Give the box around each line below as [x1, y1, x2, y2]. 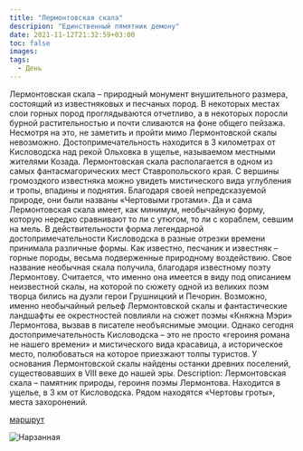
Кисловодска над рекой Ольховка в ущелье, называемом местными [9, 146, 276, 157]
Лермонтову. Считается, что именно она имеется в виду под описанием [9, 271, 291, 282]
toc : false [9, 38, 51, 48]
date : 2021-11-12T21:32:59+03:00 [9, 30, 136, 39]
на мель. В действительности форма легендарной [9, 223, 204, 234]
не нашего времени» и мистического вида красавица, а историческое [9, 339, 283, 350]
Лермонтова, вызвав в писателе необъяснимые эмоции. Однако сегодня [9, 319, 294, 331]
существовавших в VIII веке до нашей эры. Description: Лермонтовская [9, 368, 287, 379]
